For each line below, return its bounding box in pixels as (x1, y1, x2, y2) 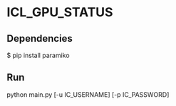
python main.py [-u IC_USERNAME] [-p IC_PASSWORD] (6, 90, 170, 99)
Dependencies (6, 33, 73, 45)
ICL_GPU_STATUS (6, 4, 113, 20)
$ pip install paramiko (6, 51, 70, 59)
